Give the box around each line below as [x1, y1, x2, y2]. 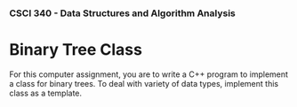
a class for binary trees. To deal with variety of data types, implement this [9, 78, 278, 88]
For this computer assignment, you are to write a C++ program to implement [9, 69, 289, 80]
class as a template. [9, 88, 83, 98]
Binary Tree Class [9, 40, 142, 60]
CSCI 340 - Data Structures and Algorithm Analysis [9, 7, 236, 19]
